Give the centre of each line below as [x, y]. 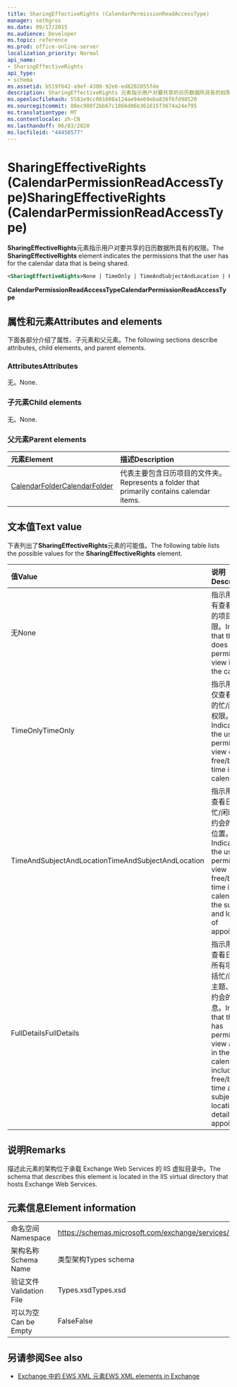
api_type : [22, 73]
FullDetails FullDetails [45, 1032]
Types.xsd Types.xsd [92, 1290]
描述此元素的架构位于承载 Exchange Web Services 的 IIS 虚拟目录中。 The [114, 1168]
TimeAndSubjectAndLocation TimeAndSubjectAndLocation [108, 861]
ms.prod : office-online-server [53, 47]
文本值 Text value [45, 527]
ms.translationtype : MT [42, 113]
